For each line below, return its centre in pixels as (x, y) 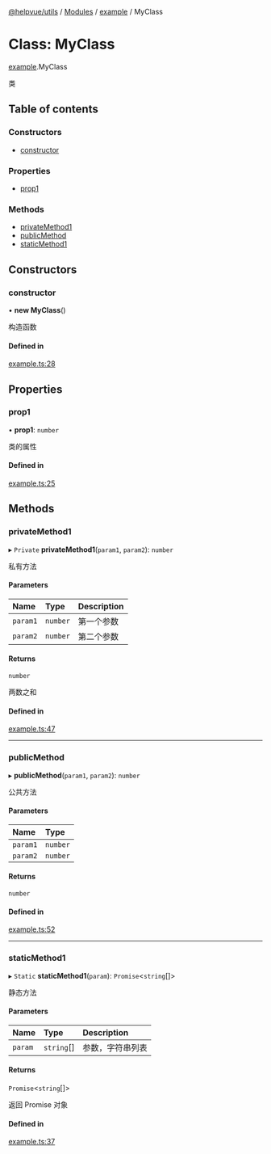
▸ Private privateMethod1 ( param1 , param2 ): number (91, 550)
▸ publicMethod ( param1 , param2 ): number (74, 775)
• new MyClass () (37, 310)
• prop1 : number (33, 430)
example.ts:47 (32, 729)
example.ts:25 (32, 483)
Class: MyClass (62, 44)
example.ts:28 (32, 364)
